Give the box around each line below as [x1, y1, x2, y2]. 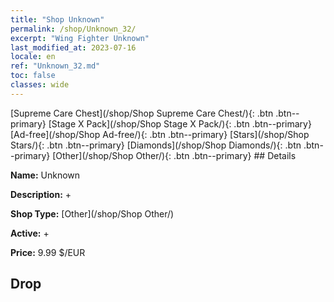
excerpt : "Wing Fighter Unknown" [10, 33, 150, 43]
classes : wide [10, 80, 70, 90]
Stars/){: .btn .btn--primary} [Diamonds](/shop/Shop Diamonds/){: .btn [10, 139, 302, 151]
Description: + [10, 188, 72, 200]
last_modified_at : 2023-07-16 [10, 42, 137, 53]
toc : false [10, 71, 56, 81]
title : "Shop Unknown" [10, 14, 105, 25]
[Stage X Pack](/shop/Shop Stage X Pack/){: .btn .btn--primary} [48, 117, 312, 130]
